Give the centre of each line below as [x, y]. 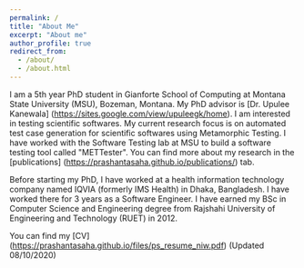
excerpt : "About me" [49, 35]
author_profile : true [51, 43]
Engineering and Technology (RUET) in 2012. [93, 218]
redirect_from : [38, 52]
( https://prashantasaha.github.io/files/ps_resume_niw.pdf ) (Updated [137, 245]
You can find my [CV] [50, 235]
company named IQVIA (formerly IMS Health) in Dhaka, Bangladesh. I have [149, 189]
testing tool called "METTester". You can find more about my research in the [152, 152]
